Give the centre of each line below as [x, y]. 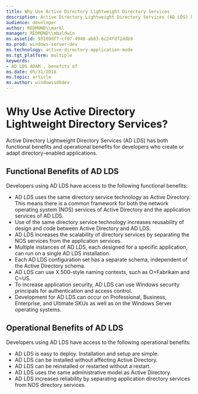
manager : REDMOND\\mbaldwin [41, 34]
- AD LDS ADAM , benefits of [42, 66]
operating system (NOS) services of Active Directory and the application [103, 209]
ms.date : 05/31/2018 [32, 72]
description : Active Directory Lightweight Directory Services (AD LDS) [97, 17]
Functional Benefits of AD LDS [62, 171]
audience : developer [32, 22]
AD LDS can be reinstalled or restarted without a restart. [83, 366]
